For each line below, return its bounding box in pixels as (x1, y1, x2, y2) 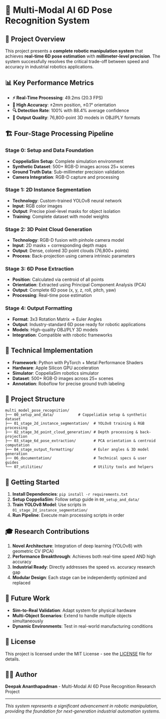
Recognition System (5, 15, 90, 26)
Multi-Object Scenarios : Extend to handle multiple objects (12, 612, 132, 618)
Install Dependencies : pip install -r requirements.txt (12, 491, 128, 497)
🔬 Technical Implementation (5, 346, 93, 355)
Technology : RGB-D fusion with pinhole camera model (12, 237, 124, 243)
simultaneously (12, 618, 43, 624)
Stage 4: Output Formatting (5, 305, 73, 312)
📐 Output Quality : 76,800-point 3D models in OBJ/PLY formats (12, 114, 140, 121)
